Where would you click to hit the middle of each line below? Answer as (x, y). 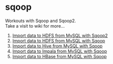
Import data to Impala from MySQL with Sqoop (59, 51)
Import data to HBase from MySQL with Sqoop (59, 56)
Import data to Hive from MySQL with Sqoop (57, 46)
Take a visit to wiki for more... (35, 26)
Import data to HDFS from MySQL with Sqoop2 (60, 35)
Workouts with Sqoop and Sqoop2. (41, 21)
